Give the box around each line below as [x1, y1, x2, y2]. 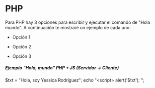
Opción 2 [12, 44, 31, 49]
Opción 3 [12, 53, 31, 59]
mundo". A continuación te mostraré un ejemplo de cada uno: [5, 24, 131, 30]
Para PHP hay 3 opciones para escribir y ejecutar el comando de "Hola [5, 19, 151, 25]
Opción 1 [12, 34, 31, 40]
